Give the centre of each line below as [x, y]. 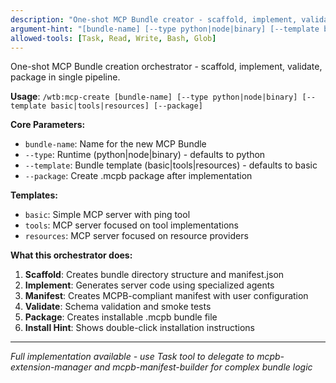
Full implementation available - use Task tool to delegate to [132, 357]
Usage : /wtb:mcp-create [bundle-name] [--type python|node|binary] [154, 97]
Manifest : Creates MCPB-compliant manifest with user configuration [166, 296]
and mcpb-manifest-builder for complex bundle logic [203, 367]
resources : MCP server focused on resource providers [136, 236]
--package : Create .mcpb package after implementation [138, 176]
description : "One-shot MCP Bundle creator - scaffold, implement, [154, 19]
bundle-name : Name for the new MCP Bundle [115, 144]
